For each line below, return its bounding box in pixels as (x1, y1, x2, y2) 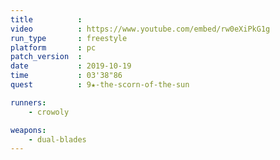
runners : (10, 97, 47, 108)
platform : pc (10, 42, 97, 53)
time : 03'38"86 (10, 71, 123, 81)
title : (10, 14, 83, 25)
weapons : (10, 125, 47, 135)
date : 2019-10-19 (10, 61, 132, 71)
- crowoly (28, 107, 70, 117)
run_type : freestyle (10, 33, 128, 43)
